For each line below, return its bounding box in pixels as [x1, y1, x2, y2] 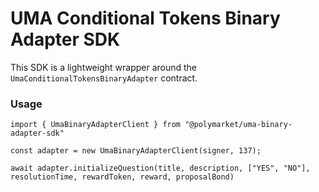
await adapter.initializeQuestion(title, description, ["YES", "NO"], [10, 163, 311, 174]
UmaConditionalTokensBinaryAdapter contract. [10, 72, 198, 84]
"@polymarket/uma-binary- [184, 120, 293, 130]
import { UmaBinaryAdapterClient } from [10, 120, 182, 130]
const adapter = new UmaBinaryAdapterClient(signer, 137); [10, 146, 262, 156]
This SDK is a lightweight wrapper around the [10, 61, 198, 73]
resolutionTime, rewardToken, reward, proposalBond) [10, 172, 235, 182]
